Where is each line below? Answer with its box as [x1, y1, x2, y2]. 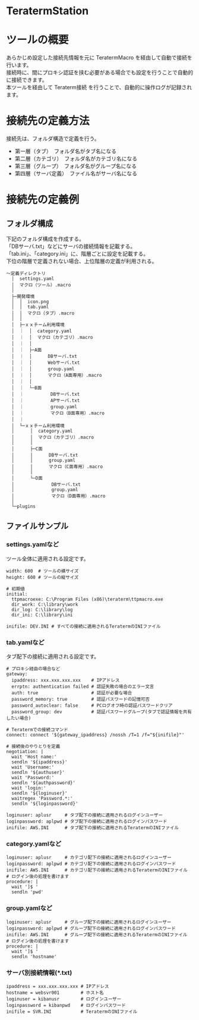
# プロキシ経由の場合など [6, 666, 61, 672]
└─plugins [11, 503, 36, 509]
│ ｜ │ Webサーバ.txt [11, 360, 80, 366]
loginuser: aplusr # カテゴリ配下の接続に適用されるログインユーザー [6, 855, 172, 861]
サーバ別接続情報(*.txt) [6, 968, 72, 977]
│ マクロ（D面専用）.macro [11, 493, 106, 499]
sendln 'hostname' [11, 953, 58, 959]
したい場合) [6, 715, 31, 722]
